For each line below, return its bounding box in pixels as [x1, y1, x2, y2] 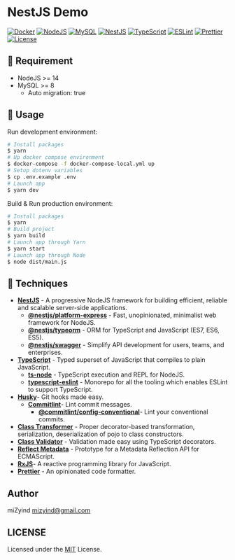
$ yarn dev [7, 186, 39, 193]
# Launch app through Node [7, 251, 86, 259]
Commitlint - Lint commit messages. [27, 400, 133, 409]
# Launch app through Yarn [7, 239, 86, 246]
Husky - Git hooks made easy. [17, 393, 104, 401]
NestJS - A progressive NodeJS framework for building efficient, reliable [17, 296, 227, 304]
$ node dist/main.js [7, 258, 68, 265]
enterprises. [27, 348, 63, 357]
